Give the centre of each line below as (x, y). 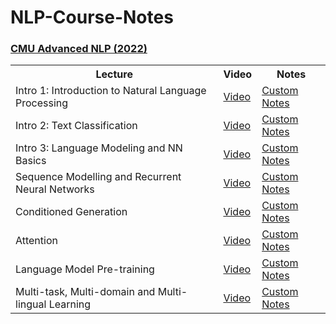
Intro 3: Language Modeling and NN (99, 148)
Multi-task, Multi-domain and (85, 292)
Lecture (114, 74)
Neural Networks (55, 189)
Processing (42, 103)
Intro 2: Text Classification (76, 126)
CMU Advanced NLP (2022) (79, 49)
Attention (36, 241)
